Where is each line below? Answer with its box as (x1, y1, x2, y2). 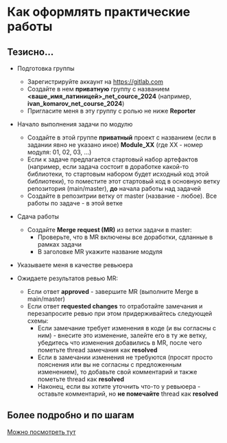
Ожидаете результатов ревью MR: (16, 274, 119, 282)
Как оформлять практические (7, 4, 191, 20)
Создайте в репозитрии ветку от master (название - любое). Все (27, 192, 217, 200)
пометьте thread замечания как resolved (37, 346, 158, 354)
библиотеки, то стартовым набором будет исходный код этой (27, 170, 209, 178)
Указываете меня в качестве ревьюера (16, 261, 134, 269)
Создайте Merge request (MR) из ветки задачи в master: (27, 226, 192, 234)
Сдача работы (16, 212, 60, 220)
